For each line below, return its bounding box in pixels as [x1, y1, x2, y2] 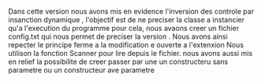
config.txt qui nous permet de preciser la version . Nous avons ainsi [8, 32, 228, 41]
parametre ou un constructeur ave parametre [8, 65, 155, 74]
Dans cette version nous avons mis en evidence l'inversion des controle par [8, 7, 254, 16]
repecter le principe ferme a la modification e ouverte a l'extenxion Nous [8, 40, 245, 50]
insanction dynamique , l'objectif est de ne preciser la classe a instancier [8, 15, 245, 24]
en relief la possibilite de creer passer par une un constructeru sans [8, 57, 229, 66]
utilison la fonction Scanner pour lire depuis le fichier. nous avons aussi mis [8, 49, 253, 58]
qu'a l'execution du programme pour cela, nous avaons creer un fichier [8, 24, 239, 32]
